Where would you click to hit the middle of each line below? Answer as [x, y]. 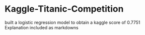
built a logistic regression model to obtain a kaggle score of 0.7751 [72, 22]
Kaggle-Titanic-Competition [64, 9]
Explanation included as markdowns [42, 27]
